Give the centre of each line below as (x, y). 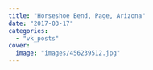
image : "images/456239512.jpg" (68, 53)
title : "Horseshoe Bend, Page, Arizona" (77, 16)
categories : (28, 31)
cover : (19, 46)
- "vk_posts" (37, 38)
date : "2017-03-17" (41, 23)
